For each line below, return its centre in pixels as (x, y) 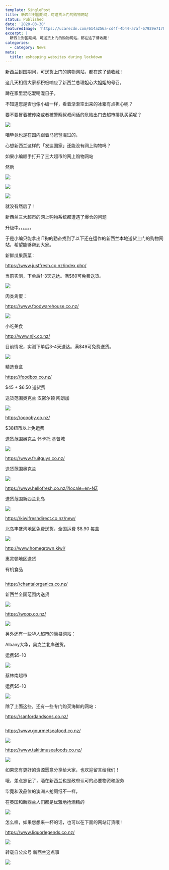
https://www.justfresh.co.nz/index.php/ (46, 266)
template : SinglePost (28, 10)
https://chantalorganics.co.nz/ (36, 584)
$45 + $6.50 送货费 (25, 387)
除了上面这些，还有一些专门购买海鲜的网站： (52, 706)
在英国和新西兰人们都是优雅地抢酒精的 (45, 802)
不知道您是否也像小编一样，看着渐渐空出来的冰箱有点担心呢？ (69, 104)
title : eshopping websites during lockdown (56, 57)
